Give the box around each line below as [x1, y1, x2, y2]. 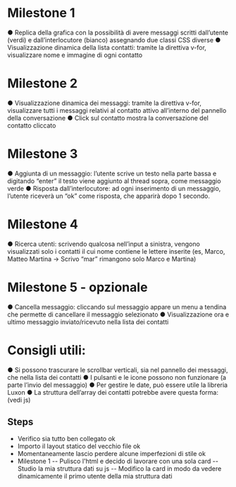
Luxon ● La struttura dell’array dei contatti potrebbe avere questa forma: [7, 388, 218, 396]
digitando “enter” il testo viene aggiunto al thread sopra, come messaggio [7, 176, 221, 185]
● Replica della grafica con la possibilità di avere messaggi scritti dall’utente [7, 28, 229, 37]
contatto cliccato [7, 121, 56, 130]
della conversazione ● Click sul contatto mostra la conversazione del [7, 113, 209, 122]
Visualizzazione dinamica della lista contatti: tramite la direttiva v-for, [7, 43, 206, 51]
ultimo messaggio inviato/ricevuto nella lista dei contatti [7, 317, 169, 326]
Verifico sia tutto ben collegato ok [17, 435, 116, 443]
